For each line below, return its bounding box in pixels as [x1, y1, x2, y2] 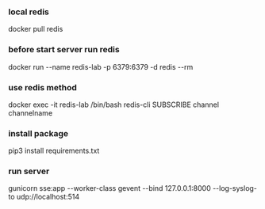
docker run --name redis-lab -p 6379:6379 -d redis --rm [8, 62, 194, 71]
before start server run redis [8, 44, 121, 55]
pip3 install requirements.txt [8, 146, 100, 156]
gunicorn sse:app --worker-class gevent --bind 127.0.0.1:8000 [8, 184, 212, 193]
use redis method [8, 82, 77, 93]
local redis [8, 6, 49, 17]
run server [8, 165, 50, 177]
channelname [8, 108, 53, 117]
